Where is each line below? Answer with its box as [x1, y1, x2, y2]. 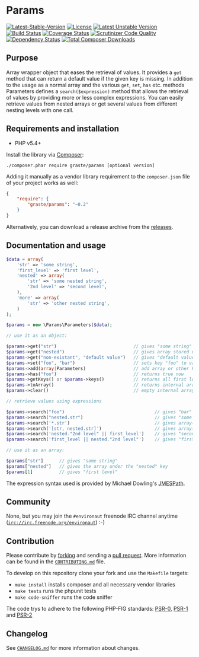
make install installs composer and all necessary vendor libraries [14, 581, 176, 588]
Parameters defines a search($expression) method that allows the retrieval [6, 87, 188, 95]
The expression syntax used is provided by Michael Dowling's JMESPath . [6, 480, 185, 487]
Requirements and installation [6, 124, 120, 134]
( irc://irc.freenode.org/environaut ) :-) [6, 519, 105, 526]
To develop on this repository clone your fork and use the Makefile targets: [6, 570, 189, 577]
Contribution [6, 536, 54, 546]
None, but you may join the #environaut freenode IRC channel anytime [6, 512, 178, 519]
